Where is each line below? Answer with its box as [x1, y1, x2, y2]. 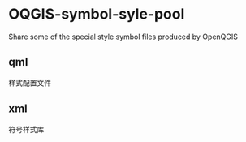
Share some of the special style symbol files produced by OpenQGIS [8, 32, 238, 41]
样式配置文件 [8, 78, 51, 88]
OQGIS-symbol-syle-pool [8, 5, 185, 24]
